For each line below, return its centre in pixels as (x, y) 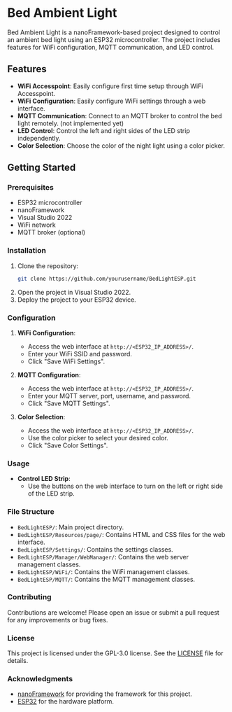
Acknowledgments (40, 679)
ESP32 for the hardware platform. (65, 701)
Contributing (29, 597)
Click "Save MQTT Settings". (69, 403)
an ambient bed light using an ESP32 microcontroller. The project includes (114, 39)
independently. (39, 138)
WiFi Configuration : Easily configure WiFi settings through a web (111, 101)
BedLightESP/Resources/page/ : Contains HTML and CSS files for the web (121, 534)
